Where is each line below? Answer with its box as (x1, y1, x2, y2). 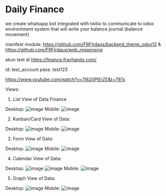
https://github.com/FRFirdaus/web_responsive (5, 46, 103, 53)
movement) (5, 31, 30, 37)
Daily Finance (5, 4, 64, 15)
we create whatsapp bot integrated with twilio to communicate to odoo (5, 20, 154, 27)
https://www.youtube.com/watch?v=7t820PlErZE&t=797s (5, 76, 126, 82)
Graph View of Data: (12, 175, 56, 181)
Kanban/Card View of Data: (12, 116, 70, 122)
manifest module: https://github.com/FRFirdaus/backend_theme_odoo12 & (5, 41, 161, 47)
